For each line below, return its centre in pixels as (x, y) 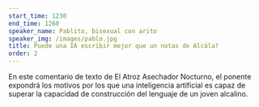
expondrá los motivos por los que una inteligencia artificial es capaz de (127, 85)
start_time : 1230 (38, 16)
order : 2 (23, 53)
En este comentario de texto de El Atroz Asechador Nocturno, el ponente (130, 77)
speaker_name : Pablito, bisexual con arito (83, 31)
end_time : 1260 (34, 24)
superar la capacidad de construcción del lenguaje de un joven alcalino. (128, 94)
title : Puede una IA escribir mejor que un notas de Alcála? (114, 46)
